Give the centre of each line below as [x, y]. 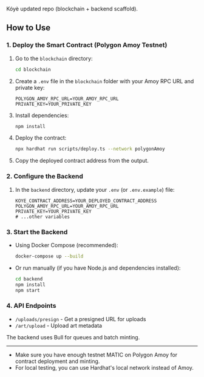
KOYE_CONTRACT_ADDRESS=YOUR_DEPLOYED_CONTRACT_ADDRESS [86, 201]
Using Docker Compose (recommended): [66, 245]
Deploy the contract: [41, 138]
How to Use [29, 28]
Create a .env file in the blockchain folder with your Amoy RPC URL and [104, 81]
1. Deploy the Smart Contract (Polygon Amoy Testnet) [87, 45]
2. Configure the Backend [45, 177]
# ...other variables [42, 217]
